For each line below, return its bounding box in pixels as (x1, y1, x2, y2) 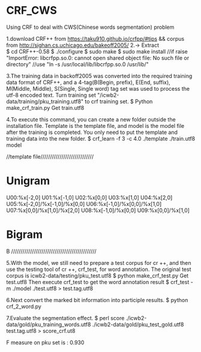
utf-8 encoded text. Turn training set (6, 91, 96, 99)
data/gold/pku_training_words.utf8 (6, 321, 91, 328)
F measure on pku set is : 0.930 (6, 339, 85, 346)
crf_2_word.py (6, 303, 42, 310)
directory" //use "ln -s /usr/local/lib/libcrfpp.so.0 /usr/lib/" (6, 61, 149, 68)
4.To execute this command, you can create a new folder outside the (6, 115, 176, 123)
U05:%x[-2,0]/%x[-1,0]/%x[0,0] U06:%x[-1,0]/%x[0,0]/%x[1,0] (6, 200, 162, 207)
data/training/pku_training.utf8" (6, 97, 84, 105)
